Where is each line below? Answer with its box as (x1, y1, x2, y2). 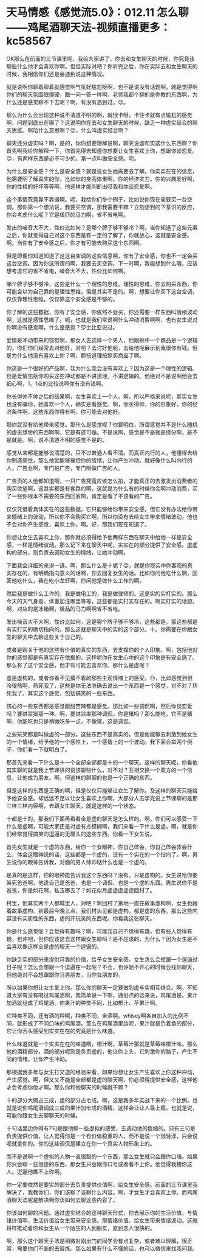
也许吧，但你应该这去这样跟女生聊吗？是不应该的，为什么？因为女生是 (16, 935, 192, 942)
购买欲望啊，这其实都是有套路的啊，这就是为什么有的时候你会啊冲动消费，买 (6, 484, 198, 492)
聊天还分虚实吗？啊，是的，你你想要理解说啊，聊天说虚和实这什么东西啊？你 (6, 139, 198, 147)
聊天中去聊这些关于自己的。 (16, 633, 86, 640)
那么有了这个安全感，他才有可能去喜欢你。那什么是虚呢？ (6, 661, 150, 668)
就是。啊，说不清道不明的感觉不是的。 (11, 436, 107, 443)
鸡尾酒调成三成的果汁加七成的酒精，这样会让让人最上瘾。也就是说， (27, 1104, 198, 1111)
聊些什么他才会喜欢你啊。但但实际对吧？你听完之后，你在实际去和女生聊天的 (6, 62, 198, 70)
